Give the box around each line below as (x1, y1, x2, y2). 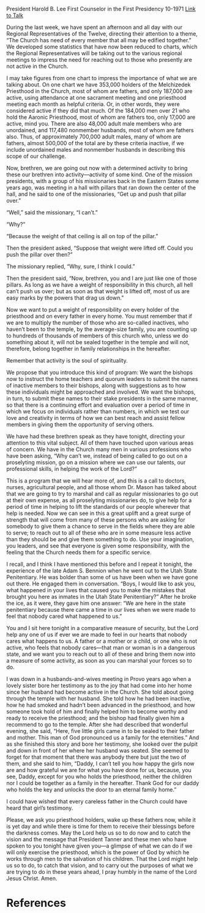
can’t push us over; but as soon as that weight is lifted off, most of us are (6, 288, 190, 295)
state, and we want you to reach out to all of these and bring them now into (6, 650, 196, 658)
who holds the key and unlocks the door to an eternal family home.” (6, 786, 177, 793)
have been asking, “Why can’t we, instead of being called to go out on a (6, 453, 188, 459)
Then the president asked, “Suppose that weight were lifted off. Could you (6, 244, 193, 252)
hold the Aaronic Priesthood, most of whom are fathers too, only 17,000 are (6, 113, 196, 121)
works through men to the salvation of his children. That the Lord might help (6, 855, 198, 862)
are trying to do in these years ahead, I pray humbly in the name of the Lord (6, 868, 197, 875)
